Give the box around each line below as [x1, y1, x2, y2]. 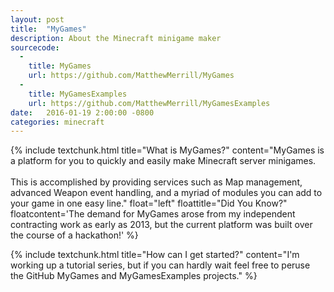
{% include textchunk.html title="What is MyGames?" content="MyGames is [10, 144, 325, 156]
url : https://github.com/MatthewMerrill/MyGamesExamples [28, 98, 271, 108]
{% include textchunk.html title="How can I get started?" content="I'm [10, 249, 300, 261]
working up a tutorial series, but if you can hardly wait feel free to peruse [10, 259, 311, 271]
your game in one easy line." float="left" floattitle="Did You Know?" [10, 197, 288, 210]
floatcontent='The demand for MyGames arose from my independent [10, 208, 296, 220]
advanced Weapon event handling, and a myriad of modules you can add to [10, 187, 323, 199]
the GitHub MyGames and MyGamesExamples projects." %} [10, 270, 258, 282]
